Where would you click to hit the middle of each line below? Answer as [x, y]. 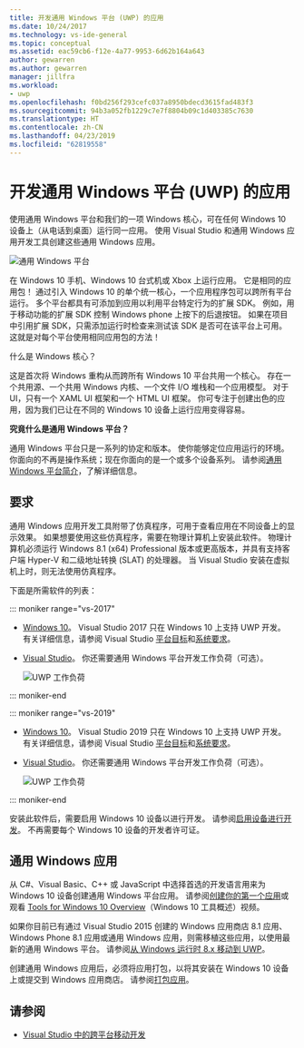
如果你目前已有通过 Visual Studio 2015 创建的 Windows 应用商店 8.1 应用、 [148, 926]
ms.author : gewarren [49, 69]
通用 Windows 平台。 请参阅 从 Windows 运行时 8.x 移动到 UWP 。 [147, 949]
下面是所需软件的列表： [53, 590]
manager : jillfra [42, 77]
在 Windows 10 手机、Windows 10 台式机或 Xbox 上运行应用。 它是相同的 [147, 280]
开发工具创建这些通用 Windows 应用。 [88, 241]
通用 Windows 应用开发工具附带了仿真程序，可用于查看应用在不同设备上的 [148, 525]
